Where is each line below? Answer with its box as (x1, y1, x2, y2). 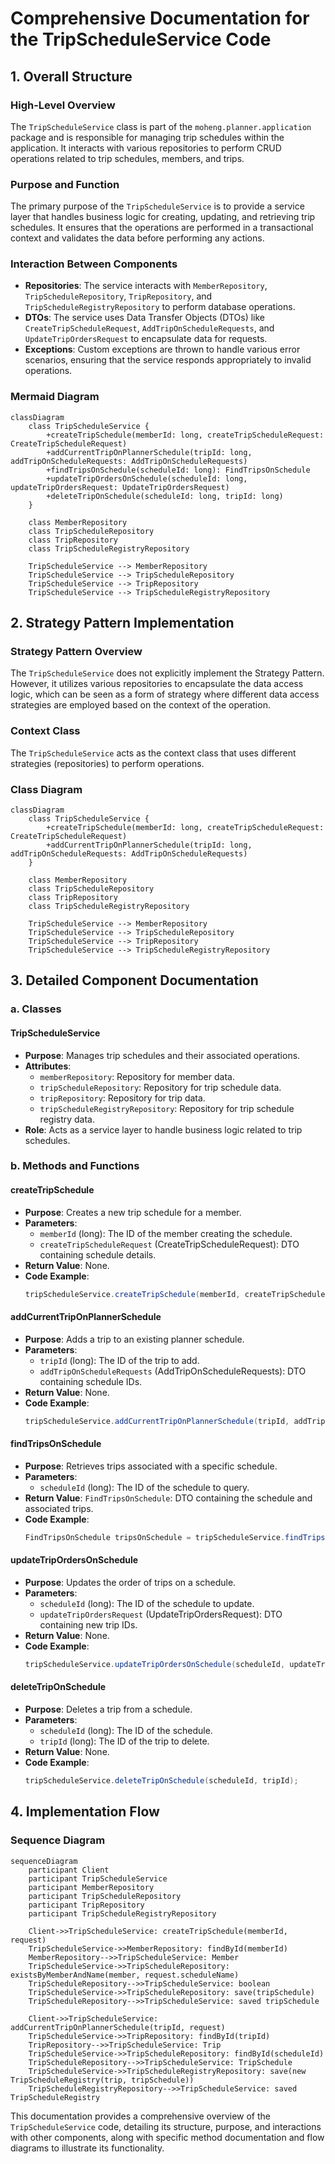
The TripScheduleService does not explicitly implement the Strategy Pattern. (10, 667, 325, 679)
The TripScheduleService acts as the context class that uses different (10, 747, 297, 759)
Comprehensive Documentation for (10, 7, 310, 30)
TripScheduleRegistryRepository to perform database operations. (24, 301, 296, 313)
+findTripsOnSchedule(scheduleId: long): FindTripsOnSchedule (46, 465, 311, 475)
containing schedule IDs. (39, 1375, 143, 1387)
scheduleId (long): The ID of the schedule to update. (39, 1597, 255, 1609)
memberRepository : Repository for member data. (39, 1070, 235, 1082)
